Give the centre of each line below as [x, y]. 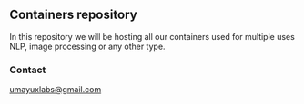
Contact [28, 70]
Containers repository [74, 15]
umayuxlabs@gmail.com [56, 90]
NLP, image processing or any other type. [87, 46]
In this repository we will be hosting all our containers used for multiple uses [152, 36]
